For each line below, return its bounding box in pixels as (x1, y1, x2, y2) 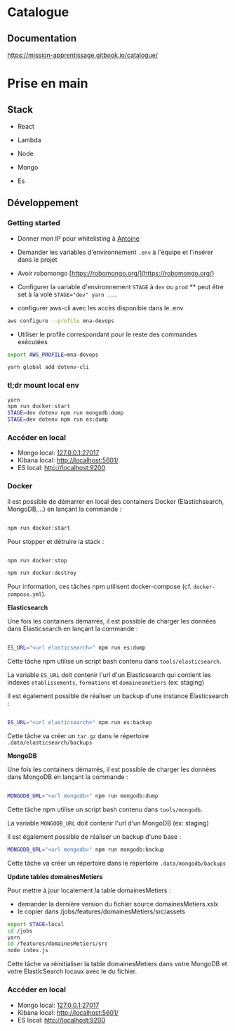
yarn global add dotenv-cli (7, 364, 90, 371)
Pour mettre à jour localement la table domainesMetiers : (7, 886, 171, 894)
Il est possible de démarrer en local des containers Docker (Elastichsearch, (7, 497, 224, 505)
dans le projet (17, 255, 58, 264)
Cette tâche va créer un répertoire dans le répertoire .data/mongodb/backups (7, 859, 227, 867)
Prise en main (7, 75, 88, 91)
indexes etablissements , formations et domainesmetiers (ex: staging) (7, 678, 205, 687)
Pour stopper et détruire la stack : (7, 537, 105, 545)
